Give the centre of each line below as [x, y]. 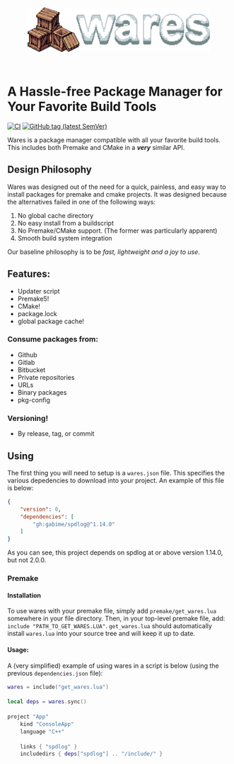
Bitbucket [31, 370]
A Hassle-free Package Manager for [115, 92]
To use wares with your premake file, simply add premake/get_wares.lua [112, 611]
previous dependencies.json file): [55, 673]
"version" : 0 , [41, 509]
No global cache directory [55, 215]
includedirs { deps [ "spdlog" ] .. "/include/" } [91, 754]
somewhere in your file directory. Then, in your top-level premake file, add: [116, 618]
